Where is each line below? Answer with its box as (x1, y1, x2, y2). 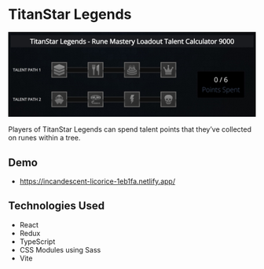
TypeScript (19, 237, 56, 246)
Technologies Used (8, 199, 104, 213)
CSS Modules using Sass (19, 245, 101, 254)
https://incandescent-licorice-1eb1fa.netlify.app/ (19, 176, 175, 186)
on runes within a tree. (8, 133, 81, 143)
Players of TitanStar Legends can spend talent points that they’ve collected (8, 125, 252, 134)
